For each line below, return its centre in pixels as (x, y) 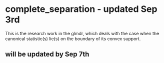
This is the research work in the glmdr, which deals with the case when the (82, 33)
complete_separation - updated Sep (81, 9)
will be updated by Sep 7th (47, 54)
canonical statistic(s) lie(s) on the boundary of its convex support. (73, 39)
